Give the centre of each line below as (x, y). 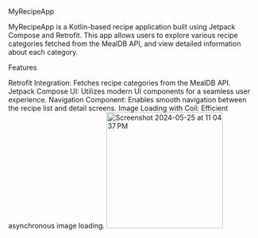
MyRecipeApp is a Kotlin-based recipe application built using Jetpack (122, 27)
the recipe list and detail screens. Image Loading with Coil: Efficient (118, 108)
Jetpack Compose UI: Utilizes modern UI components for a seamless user (129, 91)
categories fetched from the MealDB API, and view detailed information (125, 44)
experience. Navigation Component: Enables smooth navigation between (127, 100)
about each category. (43, 52)
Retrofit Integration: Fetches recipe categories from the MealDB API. (119, 83)
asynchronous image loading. (57, 226)
